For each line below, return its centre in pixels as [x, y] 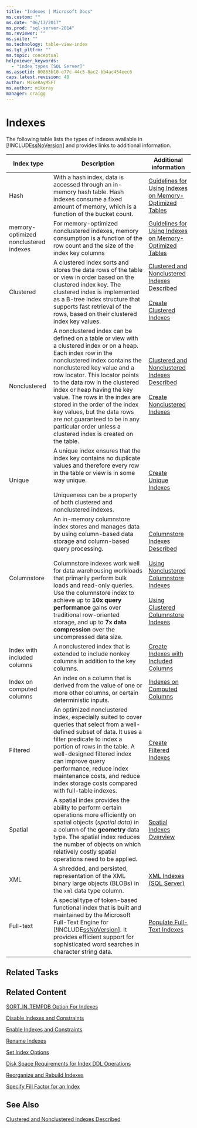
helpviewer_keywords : [33, 61]
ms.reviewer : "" [26, 34]
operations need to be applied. [96, 859]
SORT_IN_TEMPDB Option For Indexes [52, 1006]
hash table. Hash [101, 192]
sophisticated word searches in [96, 944]
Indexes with [166, 654]
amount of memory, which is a [95, 207]
